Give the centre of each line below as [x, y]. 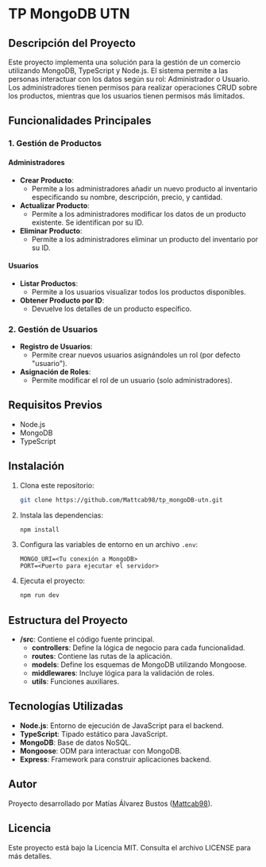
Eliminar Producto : [51, 230]
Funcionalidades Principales [80, 121]
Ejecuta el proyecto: [52, 581]
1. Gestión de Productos [55, 144]
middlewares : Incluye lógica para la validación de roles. [123, 673]
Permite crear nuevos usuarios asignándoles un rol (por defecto [136, 355]
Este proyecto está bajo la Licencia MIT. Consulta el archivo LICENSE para [130, 847]
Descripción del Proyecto [72, 43]
